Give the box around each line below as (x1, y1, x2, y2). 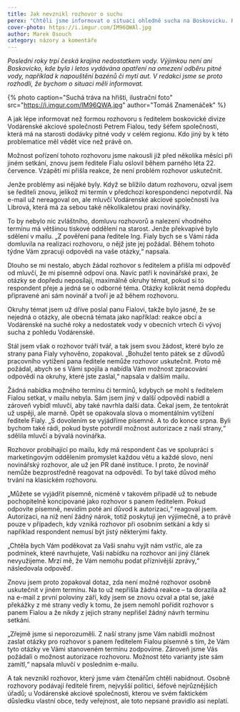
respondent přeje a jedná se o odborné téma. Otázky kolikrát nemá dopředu (7, 284, 231, 293)
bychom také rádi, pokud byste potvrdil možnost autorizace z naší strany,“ (7, 424, 226, 433)
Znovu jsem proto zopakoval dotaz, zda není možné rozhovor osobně (7, 578, 211, 586)
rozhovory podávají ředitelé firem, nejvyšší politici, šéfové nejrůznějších (7, 681, 218, 690)
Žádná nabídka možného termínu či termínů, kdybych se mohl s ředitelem (7, 386, 224, 395)
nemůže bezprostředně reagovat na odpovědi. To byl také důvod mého (7, 468, 216, 477)
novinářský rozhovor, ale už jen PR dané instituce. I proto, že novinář (7, 461, 209, 469)
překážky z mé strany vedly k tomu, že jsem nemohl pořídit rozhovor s (7, 601, 214, 609)
